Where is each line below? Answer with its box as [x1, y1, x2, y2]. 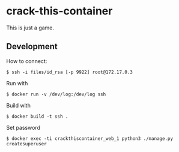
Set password [6, 124, 41, 131]
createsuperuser [6, 141, 47, 147]
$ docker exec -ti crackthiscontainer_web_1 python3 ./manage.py [6, 135, 173, 142]
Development [6, 41, 58, 52]
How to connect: [6, 57, 47, 64]
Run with [6, 79, 28, 87]
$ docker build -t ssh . [6, 113, 68, 120]
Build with [6, 102, 31, 109]
